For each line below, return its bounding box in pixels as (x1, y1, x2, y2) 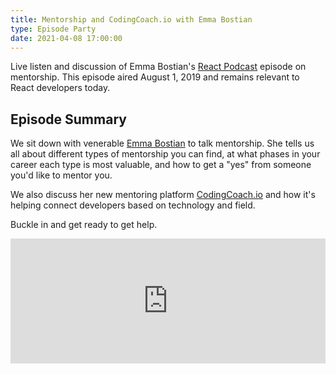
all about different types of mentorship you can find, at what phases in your (10, 148, 321, 160)
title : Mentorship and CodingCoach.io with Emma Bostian (10, 14, 253, 25)
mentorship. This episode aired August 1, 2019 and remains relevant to (10, 71, 300, 83)
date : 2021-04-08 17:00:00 (10, 33, 123, 43)
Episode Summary (10, 111, 127, 128)
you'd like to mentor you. (10, 169, 113, 181)
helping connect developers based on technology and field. (10, 199, 256, 211)
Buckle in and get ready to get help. (10, 219, 158, 231)
